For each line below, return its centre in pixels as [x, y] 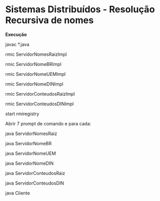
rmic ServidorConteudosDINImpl [40, 104]
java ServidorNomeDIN [29, 163]
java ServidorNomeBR [29, 143]
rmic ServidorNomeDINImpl [35, 84]
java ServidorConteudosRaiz [35, 173]
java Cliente [18, 193]
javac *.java [17, 44]
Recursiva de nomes [50, 20]
